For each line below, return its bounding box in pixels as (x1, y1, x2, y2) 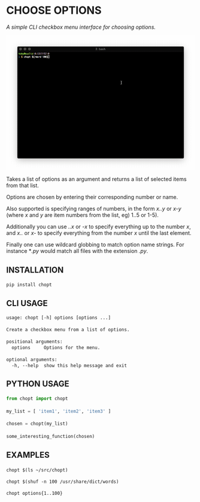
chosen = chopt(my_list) (6, 421, 68, 427)
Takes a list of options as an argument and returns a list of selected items (6, 176, 187, 183)
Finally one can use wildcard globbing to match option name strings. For (6, 241, 184, 249)
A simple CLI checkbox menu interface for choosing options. (6, 23, 156, 31)
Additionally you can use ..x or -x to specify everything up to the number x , (6, 223, 192, 231)
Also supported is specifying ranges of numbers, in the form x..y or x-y (6, 205, 181, 213)
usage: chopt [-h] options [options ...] (6, 314, 111, 320)
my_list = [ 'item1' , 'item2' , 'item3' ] (6, 408, 111, 414)
